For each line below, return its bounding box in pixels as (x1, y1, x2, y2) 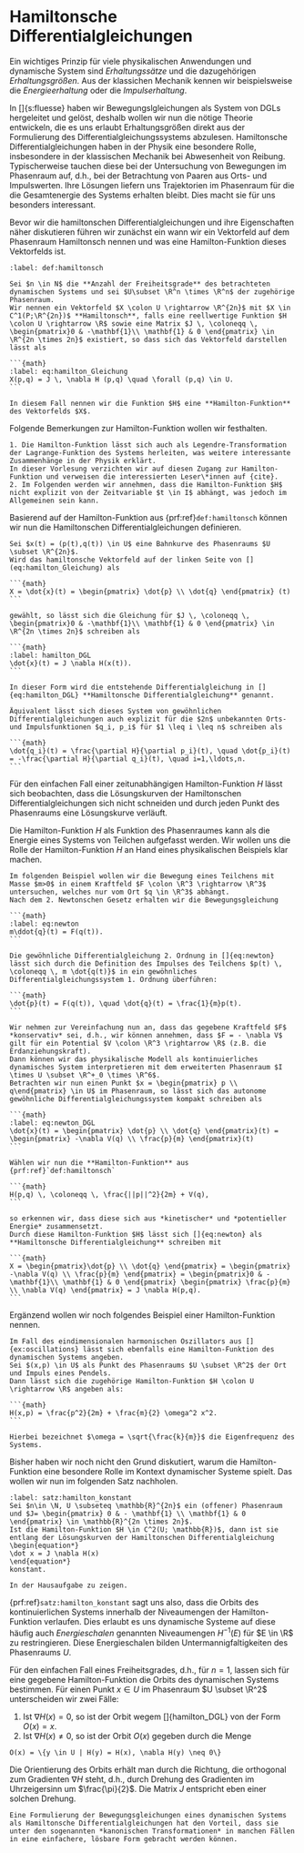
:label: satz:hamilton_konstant (9, 1493, 132, 1503)
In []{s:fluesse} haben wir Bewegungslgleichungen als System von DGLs (9, 102, 281, 113)
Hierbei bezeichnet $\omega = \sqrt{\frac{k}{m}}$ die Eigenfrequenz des (9, 1432, 296, 1442)
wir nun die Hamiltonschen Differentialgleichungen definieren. (9, 521, 242, 532)
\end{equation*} (9, 1556, 71, 1566)
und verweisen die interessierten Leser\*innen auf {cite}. (46, 471, 279, 481)
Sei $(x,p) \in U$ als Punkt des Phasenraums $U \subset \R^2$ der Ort (9, 1361, 287, 1370)
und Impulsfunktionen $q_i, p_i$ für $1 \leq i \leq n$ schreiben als (9, 722, 283, 732)
